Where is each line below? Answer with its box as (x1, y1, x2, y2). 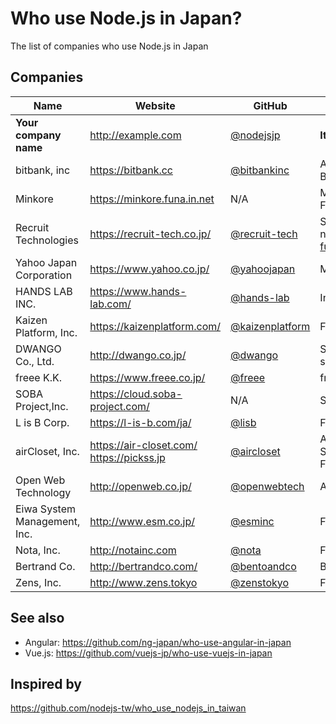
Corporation (15, 268, 73, 282)
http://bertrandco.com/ (89, 559, 198, 573)
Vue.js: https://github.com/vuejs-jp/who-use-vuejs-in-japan (24, 647, 273, 659)
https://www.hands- (89, 284, 187, 298)
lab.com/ (89, 297, 132, 311)
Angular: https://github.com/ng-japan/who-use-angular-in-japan (24, 636, 292, 648)
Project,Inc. (15, 399, 69, 413)
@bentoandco (230, 559, 297, 573)
